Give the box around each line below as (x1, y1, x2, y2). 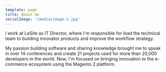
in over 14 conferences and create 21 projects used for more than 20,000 (5, 50, 157, 56)
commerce (5, 61, 28, 67)
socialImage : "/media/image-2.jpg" (5, 16, 80, 21)
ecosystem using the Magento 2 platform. (28, 61, 116, 67)
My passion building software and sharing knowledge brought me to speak (5, 45, 161, 51)
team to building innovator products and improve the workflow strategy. (5, 35, 154, 41)
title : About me (5, 12, 39, 17)
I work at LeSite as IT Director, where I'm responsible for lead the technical (5, 30, 160, 36)
